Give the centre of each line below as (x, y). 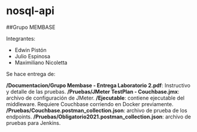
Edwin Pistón (30, 50)
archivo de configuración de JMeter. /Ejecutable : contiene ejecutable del (95, 98)
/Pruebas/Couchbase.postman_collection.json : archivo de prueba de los (97, 110)
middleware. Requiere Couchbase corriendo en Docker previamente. (90, 104)
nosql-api (30, 11)
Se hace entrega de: (31, 74)
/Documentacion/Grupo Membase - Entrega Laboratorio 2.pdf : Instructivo (98, 85)
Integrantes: (21, 38)
